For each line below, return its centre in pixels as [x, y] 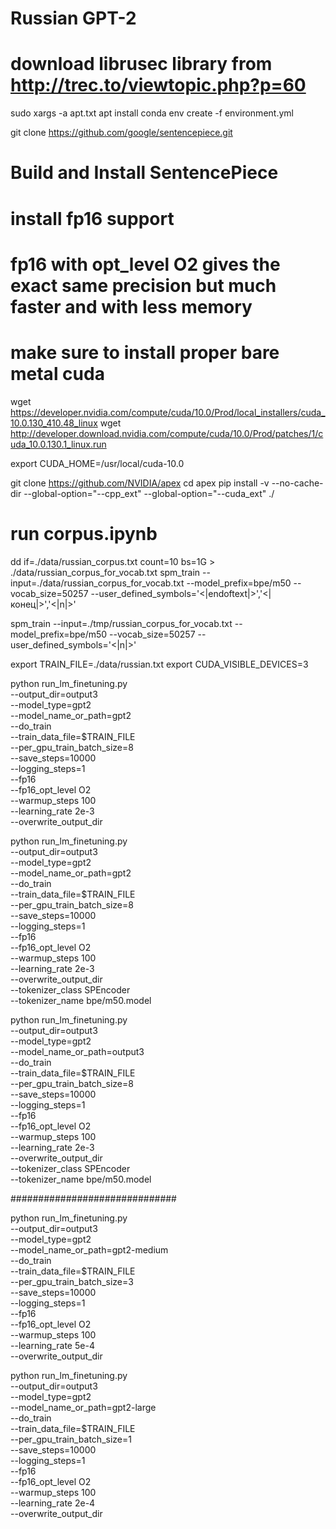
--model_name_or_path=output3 [77, 1051]
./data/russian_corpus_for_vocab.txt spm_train [105, 572]
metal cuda [57, 373]
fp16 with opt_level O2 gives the [145, 264]
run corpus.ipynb [84, 533]
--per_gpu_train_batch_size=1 [71, 1439]
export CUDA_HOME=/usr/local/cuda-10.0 [97, 463]
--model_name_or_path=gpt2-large [83, 1407]
